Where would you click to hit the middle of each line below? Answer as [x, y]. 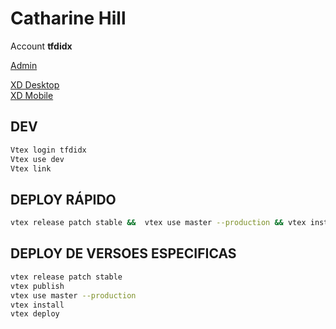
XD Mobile [32, 95]
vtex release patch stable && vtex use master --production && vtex [158, 223]
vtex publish [37, 286]
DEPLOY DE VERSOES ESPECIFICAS [123, 253]
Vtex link [31, 168]
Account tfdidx [41, 46]
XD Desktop [35, 84]
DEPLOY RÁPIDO [63, 199]
